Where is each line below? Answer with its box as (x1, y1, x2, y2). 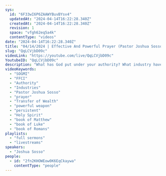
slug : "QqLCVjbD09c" (5, 48, 48, 53)
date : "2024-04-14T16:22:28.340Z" (5, 39, 77, 44)
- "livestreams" (9, 140, 43, 145)
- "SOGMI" (9, 71, 30, 76)
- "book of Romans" (9, 126, 50, 131)
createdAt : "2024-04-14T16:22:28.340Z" (9, 21, 92, 26)
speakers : (5, 145, 26, 150)
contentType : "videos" (9, 35, 56, 40)
